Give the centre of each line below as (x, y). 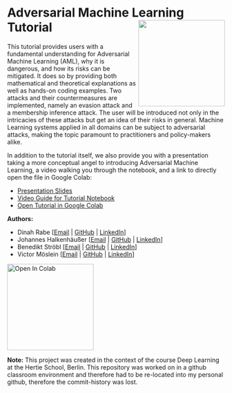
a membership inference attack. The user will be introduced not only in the (113, 113)
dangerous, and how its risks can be (59, 68)
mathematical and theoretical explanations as (71, 83)
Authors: (20, 218)
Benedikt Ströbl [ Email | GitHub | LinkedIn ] (77, 247)
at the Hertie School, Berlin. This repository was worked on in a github (107, 367)
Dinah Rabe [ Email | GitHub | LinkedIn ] (71, 232)
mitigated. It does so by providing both (62, 76)
